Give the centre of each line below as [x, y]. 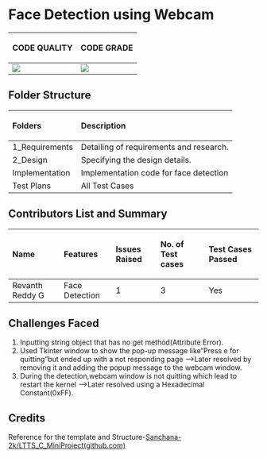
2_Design [30, 160]
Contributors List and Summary [88, 214]
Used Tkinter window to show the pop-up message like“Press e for [130, 351]
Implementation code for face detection [155, 172]
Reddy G [29, 295]
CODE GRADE [107, 48]
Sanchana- [164, 437]
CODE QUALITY [43, 48]
